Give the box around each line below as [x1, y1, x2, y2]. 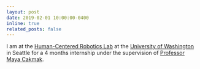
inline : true [6, 20, 40, 26]
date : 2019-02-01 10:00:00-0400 [6, 15, 89, 21]
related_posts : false [6, 26, 62, 32]
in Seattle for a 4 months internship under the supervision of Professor [6, 49, 185, 57]
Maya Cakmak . [6, 56, 44, 63]
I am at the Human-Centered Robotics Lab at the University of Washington [6, 43, 194, 50]
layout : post [6, 9, 40, 15]
